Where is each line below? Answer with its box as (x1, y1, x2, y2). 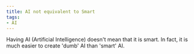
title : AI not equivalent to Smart (6, 8, 95, 15)
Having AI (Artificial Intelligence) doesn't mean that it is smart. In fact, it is (6, 36, 188, 43)
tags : (6, 14, 20, 20)
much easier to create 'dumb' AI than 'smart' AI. (6, 42, 125, 49)
